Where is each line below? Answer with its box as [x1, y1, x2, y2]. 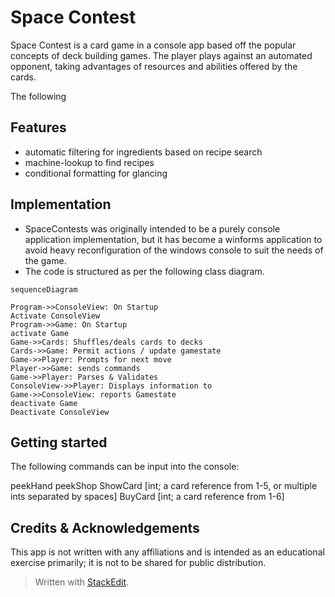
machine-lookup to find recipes [24, 156, 155, 168]
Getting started [10, 434, 108, 451]
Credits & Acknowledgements [10, 519, 200, 536]
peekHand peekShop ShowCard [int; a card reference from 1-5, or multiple [10, 480, 318, 492]
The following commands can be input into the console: [10, 461, 240, 473]
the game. [24, 254, 67, 266]
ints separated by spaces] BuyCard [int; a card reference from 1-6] [10, 491, 285, 503]
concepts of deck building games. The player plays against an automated [10, 49, 313, 61]
